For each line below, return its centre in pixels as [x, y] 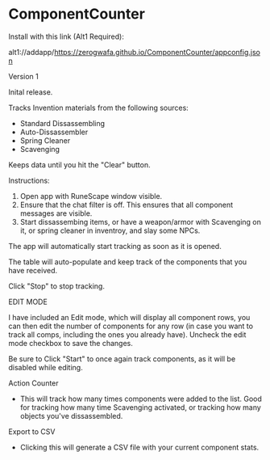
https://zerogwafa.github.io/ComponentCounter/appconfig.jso [157, 52]
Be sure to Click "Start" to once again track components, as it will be [122, 359]
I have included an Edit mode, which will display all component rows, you [129, 317]
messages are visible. [56, 213]
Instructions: [29, 180]
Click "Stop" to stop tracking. [56, 286]
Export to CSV [32, 431]
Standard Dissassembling [62, 123]
